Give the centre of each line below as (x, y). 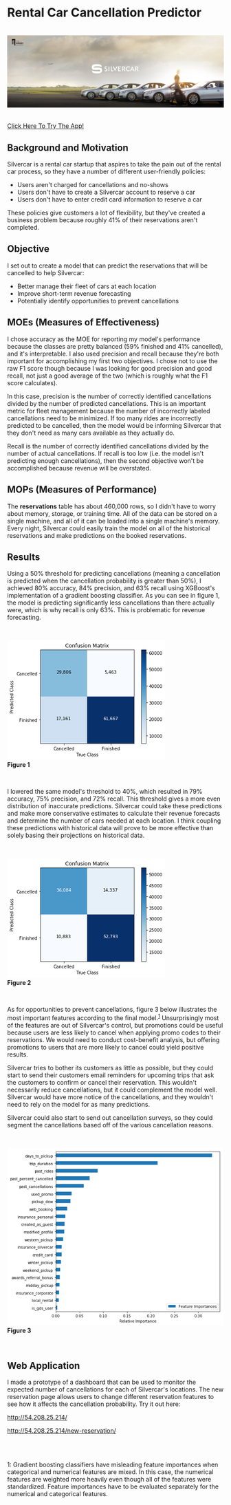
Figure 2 (19, 983)
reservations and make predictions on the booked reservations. (97, 535)
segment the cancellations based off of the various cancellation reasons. (110, 1125)
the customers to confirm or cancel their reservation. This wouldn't (102, 1082)
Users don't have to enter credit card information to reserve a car (109, 199)
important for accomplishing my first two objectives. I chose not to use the (112, 361)
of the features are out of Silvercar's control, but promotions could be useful (115, 1025)
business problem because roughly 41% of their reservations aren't (102, 220)
